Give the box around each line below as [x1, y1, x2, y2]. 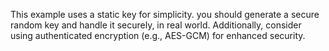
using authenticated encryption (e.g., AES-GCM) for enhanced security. [10, 30, 306, 41]
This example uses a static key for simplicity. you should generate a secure [10, 9, 320, 20]
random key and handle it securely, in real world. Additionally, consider [10, 19, 302, 31]
